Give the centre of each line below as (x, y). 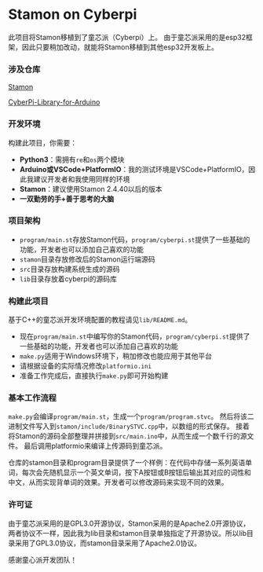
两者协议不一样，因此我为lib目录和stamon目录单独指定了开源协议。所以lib (128, 533)
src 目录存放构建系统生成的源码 (69, 269)
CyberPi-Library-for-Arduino (54, 102)
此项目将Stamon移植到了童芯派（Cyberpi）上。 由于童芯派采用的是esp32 (127, 37)
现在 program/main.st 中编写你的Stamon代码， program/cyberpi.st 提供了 (135, 336)
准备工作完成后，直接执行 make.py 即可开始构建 (94, 376)
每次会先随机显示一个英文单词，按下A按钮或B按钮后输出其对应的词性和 (136, 472)
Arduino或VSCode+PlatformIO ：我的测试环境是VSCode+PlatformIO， (134, 169)
